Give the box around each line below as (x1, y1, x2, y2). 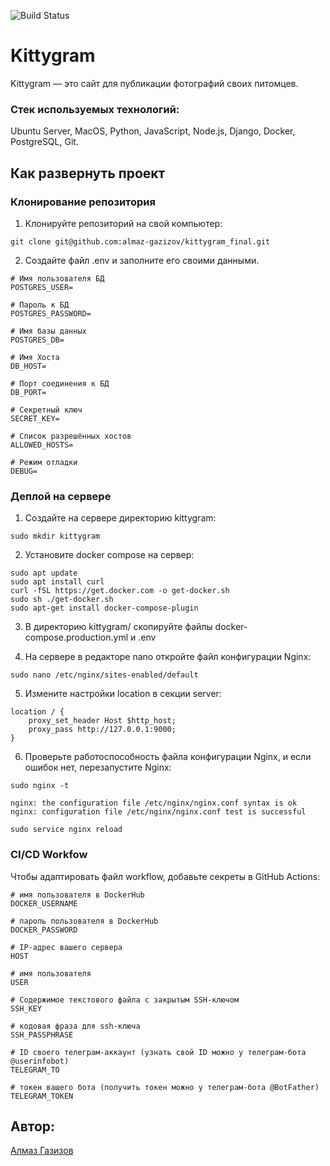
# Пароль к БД (10, 300, 70, 310)
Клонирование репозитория (10, 195, 156, 209)
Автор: (10, 1118, 56, 1135)
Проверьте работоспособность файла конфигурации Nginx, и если (24, 751, 312, 763)
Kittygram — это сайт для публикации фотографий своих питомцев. (10, 77, 299, 89)
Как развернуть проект (10, 165, 166, 182)
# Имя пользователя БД (10, 273, 105, 284)
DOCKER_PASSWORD (10, 925, 78, 935)
